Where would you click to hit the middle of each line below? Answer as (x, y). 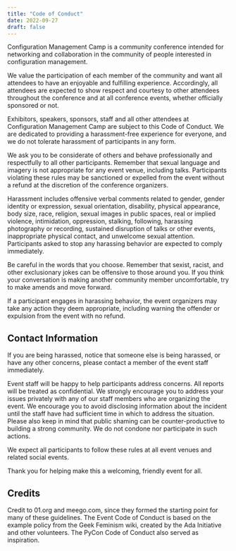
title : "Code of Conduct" (45, 14)
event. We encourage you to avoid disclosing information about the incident (117, 407)
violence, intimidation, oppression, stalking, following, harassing (100, 221)
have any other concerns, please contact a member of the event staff (108, 363)
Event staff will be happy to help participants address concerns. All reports (116, 384)
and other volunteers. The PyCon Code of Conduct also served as (103, 532)
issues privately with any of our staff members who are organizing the (109, 399)
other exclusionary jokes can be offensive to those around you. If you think (116, 273)
